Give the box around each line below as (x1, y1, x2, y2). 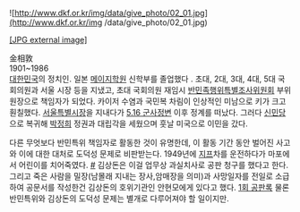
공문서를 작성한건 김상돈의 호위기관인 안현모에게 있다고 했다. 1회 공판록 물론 (25, 182, 289, 192)
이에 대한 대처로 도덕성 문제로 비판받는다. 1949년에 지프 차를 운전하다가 (18, 148, 266, 159)
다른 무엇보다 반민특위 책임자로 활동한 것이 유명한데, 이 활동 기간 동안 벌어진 (9, 138, 275, 148)
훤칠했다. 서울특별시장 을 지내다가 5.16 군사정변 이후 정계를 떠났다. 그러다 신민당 (9, 107, 287, 117)
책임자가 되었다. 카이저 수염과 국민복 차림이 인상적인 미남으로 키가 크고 (39, 96, 287, 106)
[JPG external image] (9, 35, 88, 45)
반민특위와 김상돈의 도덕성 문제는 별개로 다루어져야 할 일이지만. (9, 193, 230, 204)
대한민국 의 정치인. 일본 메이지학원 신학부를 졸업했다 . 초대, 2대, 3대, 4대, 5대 (9, 73, 276, 84)
